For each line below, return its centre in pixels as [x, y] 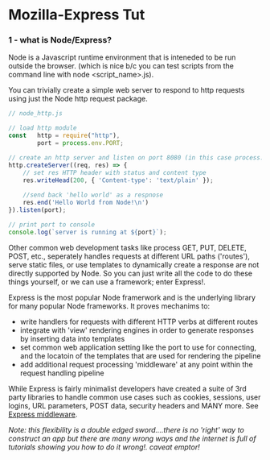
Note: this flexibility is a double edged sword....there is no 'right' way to [127, 429]
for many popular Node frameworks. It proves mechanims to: [109, 306]
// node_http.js [35, 114]
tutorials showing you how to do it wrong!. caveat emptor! [104, 447]
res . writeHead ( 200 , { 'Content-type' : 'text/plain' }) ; [119, 180]
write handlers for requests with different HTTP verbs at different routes [139, 321]
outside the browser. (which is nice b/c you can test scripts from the [121, 66]
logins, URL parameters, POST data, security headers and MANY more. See [133, 405]
